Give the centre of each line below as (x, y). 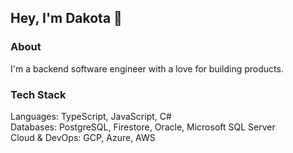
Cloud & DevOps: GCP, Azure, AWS (83, 137)
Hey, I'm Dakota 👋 (66, 18)
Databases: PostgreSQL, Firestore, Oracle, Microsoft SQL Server (143, 127)
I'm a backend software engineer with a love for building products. (147, 68)
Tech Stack (38, 94)
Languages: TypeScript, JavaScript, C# (91, 116)
